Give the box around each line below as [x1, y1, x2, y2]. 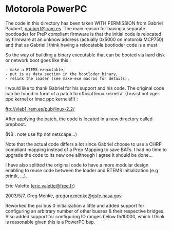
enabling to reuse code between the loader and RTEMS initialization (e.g [5, 167, 158, 173]
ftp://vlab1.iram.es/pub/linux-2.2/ [5, 106, 75, 112]
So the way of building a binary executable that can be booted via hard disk [5, 52, 165, 58]
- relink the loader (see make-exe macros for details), [5, 76, 130, 81]
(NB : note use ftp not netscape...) [5, 131, 77, 137]
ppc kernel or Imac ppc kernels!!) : [5, 96, 78, 102]
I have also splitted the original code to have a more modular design [5, 162, 149, 168]
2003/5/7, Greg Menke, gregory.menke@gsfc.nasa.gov [5, 193, 122, 199]
